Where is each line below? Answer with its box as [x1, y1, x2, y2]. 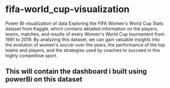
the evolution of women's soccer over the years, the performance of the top [5, 41, 165, 48]
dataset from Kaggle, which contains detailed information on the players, [5, 25, 158, 31]
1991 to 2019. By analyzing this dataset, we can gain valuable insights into [5, 36, 160, 42]
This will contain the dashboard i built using [5, 67, 147, 76]
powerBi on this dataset [5, 75, 83, 84]
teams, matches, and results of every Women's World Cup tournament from [5, 31, 165, 37]
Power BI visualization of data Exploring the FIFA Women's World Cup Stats [5, 20, 164, 26]
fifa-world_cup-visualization [5, 4, 130, 15]
